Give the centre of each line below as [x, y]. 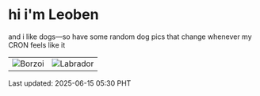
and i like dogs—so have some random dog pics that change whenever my [130, 36]
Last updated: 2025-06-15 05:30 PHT [70, 83]
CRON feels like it [37, 44]
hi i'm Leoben [54, 15]
